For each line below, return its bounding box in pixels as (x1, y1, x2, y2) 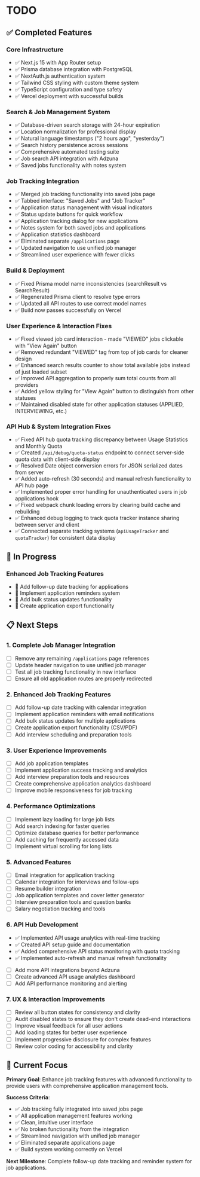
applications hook (14, 495, 59, 502)
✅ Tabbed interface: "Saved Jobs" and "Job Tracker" (14, 197, 146, 204)
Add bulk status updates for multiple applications (14, 717, 136, 724)
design (14, 355, 32, 362)
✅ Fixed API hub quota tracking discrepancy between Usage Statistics (14, 436, 188, 443)
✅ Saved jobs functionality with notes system (14, 162, 127, 169)
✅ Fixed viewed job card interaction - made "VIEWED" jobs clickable (14, 335, 184, 343)
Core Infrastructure (6, 45, 64, 54)
